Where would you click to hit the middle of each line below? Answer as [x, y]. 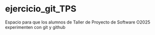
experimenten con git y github [35, 27]
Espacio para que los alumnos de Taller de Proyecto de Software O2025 [78, 22]
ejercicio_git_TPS [41, 9]
